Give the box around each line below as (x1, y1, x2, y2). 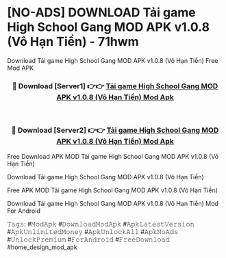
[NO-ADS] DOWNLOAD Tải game (7, 5, 197, 21)
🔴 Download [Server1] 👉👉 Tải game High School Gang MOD (12, 81, 218, 90)
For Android (7, 207, 41, 215)
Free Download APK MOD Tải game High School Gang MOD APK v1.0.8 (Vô (7, 152, 219, 160)
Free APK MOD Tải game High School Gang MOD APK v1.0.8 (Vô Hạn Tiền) (7, 186, 218, 194)
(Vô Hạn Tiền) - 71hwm (7, 34, 139, 49)
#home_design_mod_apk (7, 243, 77, 251)
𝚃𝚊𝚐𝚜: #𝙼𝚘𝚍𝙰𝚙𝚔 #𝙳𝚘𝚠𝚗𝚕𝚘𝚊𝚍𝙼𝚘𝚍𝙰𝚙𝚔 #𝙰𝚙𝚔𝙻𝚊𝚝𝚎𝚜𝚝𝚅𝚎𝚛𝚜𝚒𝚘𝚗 (7, 220, 195, 228)
